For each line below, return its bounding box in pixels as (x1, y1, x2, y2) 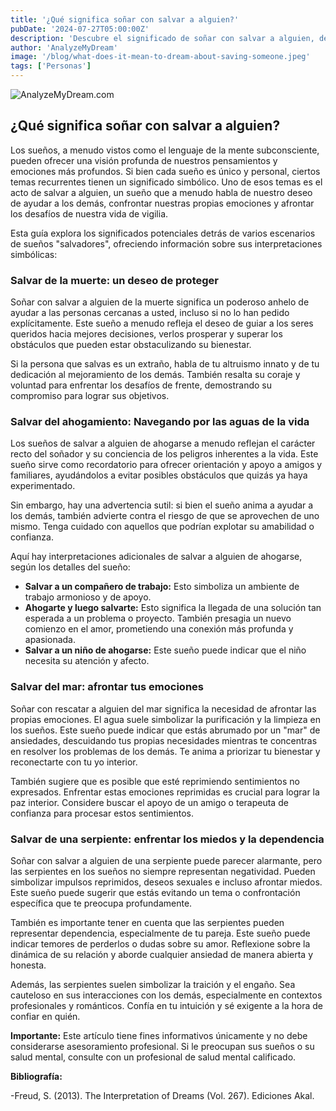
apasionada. (24, 634, 77, 646)
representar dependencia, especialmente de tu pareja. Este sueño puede (10, 927, 311, 939)
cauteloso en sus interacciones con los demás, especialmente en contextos (10, 989, 323, 1001)
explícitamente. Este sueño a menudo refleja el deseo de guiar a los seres (10, 317, 314, 330)
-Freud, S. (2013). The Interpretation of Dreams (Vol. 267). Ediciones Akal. (10, 1090, 315, 1101)
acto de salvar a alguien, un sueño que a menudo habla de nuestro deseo (10, 186, 313, 198)
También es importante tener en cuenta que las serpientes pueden (10, 917, 285, 928)
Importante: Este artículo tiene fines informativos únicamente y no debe (10, 1030, 308, 1041)
